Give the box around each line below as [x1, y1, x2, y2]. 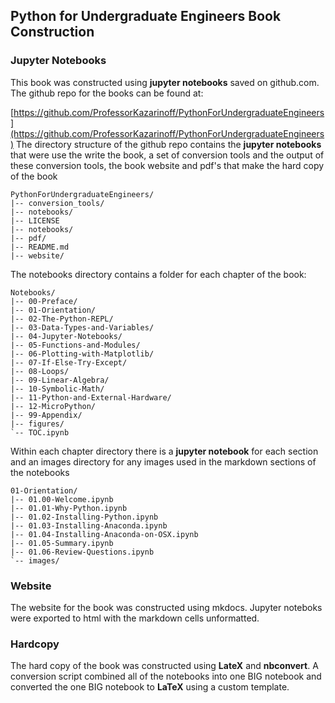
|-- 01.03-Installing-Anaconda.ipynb [10, 520, 168, 531]
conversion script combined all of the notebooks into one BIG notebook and [10, 670, 322, 683]
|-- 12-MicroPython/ [10, 401, 97, 411]
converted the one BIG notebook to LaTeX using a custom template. [10, 681, 290, 693]
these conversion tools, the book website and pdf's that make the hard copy [10, 159, 325, 171]
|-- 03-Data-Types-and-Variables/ [10, 322, 155, 333]
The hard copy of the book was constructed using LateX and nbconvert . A [10, 660, 319, 672]
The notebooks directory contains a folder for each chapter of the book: [10, 268, 307, 280]
